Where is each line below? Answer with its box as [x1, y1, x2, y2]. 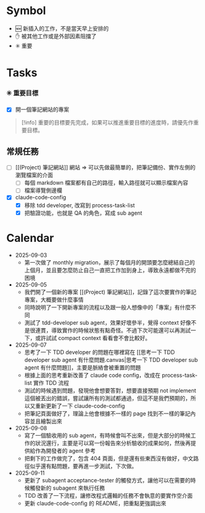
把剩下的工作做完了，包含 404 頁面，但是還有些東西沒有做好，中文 [24, 455, 194, 462]
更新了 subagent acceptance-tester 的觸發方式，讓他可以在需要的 [24, 476, 191, 484]
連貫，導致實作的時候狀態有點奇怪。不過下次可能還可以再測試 [35, 326, 191, 334]
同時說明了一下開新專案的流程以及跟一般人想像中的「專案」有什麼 [24, 303, 191, 310]
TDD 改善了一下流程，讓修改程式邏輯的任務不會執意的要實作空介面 [24, 492, 193, 499]
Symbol [6, 4, 47, 18]
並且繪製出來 [29, 417, 62, 425]
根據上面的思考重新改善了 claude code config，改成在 [24, 371, 161, 379]
